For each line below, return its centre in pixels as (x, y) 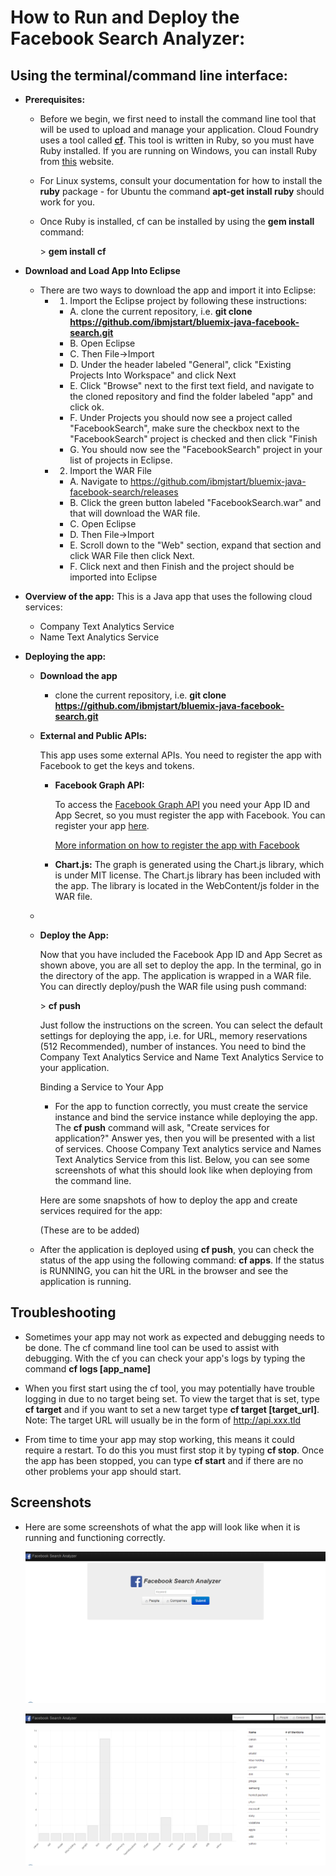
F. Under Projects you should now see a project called (181, 417)
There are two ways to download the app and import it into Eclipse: (178, 290)
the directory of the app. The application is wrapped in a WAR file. (175, 975)
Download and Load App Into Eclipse (102, 270)
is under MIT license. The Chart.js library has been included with (187, 875)
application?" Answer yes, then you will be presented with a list (185, 1138)
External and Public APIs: (93, 735)
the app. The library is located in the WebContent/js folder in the (187, 885)
